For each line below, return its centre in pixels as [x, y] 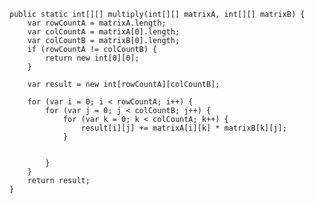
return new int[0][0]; [92, 58]
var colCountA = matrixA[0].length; [104, 32]
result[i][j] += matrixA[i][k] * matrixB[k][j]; [183, 128]
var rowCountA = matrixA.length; [97, 23]
